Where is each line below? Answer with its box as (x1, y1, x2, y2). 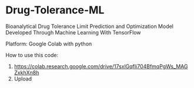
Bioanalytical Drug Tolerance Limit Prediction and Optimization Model (5, 23, 174, 30)
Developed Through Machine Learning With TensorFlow (5, 29, 142, 36)
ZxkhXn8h (14, 69, 39, 76)
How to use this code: (5, 51, 59, 58)
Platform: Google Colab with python (5, 40, 92, 47)
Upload (14, 75, 32, 82)
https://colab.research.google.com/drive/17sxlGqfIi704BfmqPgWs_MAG (14, 62, 188, 70)
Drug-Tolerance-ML (5, 3, 105, 17)
